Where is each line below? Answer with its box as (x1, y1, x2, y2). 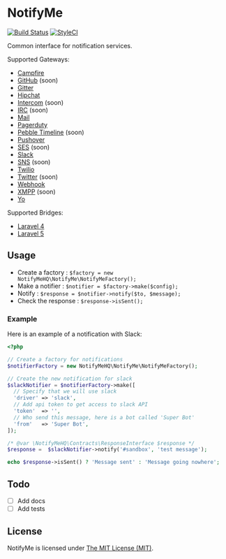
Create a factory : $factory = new (17, 268, 114, 277)
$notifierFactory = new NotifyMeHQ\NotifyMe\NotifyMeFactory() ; (7, 362, 198, 370)
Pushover (17, 135, 45, 144)
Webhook (17, 180, 45, 188)
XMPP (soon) (17, 187, 56, 196)
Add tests (17, 504, 45, 513)
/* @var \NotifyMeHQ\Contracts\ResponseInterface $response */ (7, 440, 195, 447)
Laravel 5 (17, 229, 44, 238)
